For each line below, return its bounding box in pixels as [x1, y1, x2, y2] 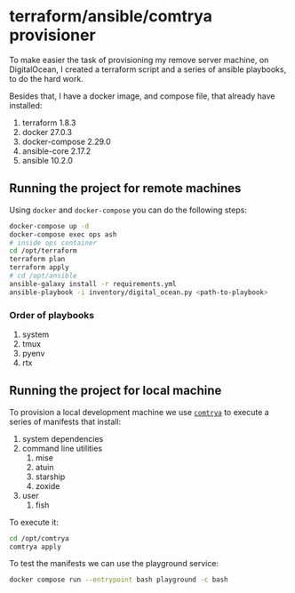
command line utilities [21, 443, 103, 453]
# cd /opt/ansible [9, 271, 77, 280]
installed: [9, 100, 43, 110]
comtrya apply [9, 542, 62, 551]
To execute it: [9, 517, 60, 527]
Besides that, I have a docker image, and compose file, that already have [9, 91, 275, 101]
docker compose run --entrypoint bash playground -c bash [9, 575, 228, 584]
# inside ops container [9, 238, 98, 247]
